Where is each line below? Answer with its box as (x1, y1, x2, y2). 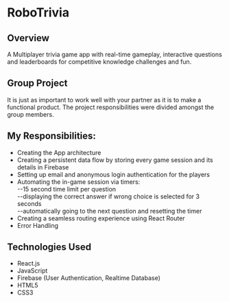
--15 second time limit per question (16, 185, 117, 193)
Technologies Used (7, 242, 91, 253)
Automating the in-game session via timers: (16, 177, 141, 186)
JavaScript (16, 266, 48, 275)
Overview (7, 32, 50, 44)
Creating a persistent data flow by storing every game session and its (16, 156, 214, 164)
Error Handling (16, 221, 59, 229)
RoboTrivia (7, 5, 70, 21)
